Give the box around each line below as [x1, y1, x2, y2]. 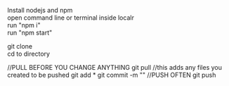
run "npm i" [7, 21, 41, 29]
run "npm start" [7, 28, 53, 37]
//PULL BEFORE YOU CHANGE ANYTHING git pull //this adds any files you [7, 63, 223, 71]
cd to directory [7, 49, 51, 58]
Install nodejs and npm [7, 6, 73, 14]
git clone [7, 42, 33, 50]
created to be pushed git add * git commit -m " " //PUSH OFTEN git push [7, 70, 216, 79]
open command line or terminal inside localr [7, 13, 135, 22]
